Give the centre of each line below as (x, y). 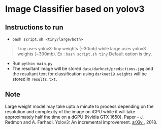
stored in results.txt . (35, 79)
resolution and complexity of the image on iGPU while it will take (70, 111)
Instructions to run (34, 27)
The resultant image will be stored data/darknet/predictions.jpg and (83, 68)
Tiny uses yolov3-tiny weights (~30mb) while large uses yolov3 (81, 49)
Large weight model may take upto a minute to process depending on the (80, 106)
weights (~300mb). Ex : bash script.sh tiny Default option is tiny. (84, 54)
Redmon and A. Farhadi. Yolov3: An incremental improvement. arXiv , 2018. (81, 122)
